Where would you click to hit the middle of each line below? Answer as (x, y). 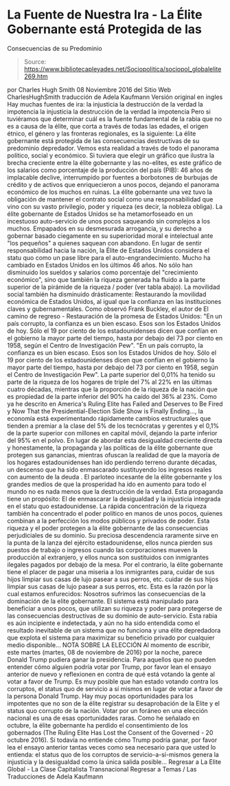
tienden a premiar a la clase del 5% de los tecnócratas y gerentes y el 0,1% (113, 426)
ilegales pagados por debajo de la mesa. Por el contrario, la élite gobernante (115, 565)
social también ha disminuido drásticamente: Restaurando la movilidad (107, 294)
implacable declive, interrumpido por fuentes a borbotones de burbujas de (113, 177)
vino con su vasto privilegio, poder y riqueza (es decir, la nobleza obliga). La (115, 206)
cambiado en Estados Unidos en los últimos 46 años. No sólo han (100, 265)
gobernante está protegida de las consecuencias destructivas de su (103, 140)
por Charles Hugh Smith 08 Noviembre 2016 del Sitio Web (89, 89)
